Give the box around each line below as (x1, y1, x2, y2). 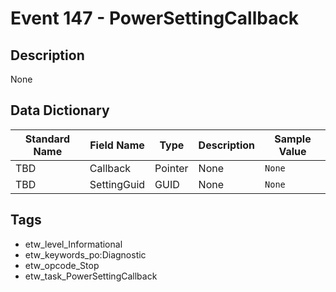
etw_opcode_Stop (24, 259, 100, 271)
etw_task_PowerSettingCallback (24, 270, 158, 282)
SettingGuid (89, 177, 146, 191)
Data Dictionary (10, 102, 110, 119)
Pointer (154, 161, 189, 175)
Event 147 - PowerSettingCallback (10, 7, 300, 30)
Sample (274, 132, 312, 146)
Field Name (89, 138, 145, 152)
